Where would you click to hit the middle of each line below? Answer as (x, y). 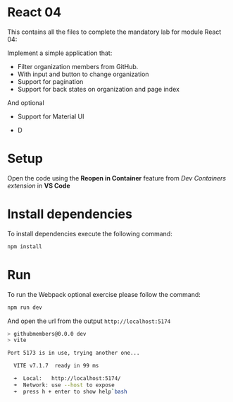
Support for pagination (50, 81)
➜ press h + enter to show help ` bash (71, 391)
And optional (26, 102)
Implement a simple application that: (60, 53)
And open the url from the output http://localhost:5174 (89, 321)
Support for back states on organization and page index (98, 89)
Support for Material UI (51, 116)
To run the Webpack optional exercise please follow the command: (104, 294)
